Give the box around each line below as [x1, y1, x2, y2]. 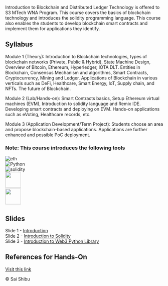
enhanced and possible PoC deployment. [5, 132, 90, 138]
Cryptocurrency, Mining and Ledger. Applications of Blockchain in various [5, 75, 158, 81]
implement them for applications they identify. [5, 26, 100, 32]
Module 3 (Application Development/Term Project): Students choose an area [5, 121, 163, 127]
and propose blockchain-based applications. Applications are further [5, 126, 148, 132]
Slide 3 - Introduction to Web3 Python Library [5, 238, 99, 244]
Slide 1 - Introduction [5, 227, 48, 233]
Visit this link [5, 266, 32, 272]
